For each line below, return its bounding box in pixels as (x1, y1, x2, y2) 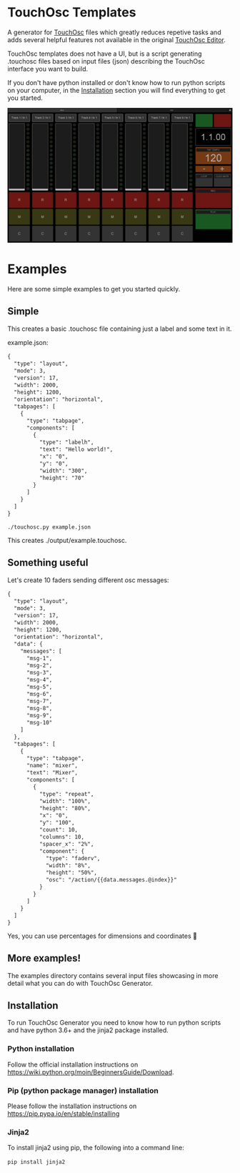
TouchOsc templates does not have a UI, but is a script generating (7, 49, 202, 58)
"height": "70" (39, 474, 84, 481)
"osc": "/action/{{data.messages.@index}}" (45, 876, 177, 883)
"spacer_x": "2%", (39, 840, 94, 847)
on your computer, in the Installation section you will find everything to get (7, 86, 226, 94)
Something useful (7, 556, 89, 569)
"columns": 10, (39, 833, 84, 840)
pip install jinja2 (7, 1159, 66, 1166)
